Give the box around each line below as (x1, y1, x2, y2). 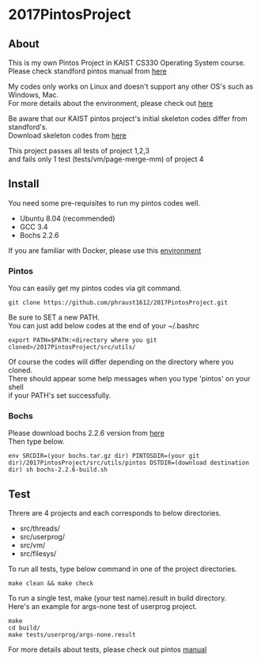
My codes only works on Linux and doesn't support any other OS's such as (8, 81, 254, 91)
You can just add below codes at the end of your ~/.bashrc (8, 321, 200, 331)
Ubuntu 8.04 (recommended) (19, 214, 116, 223)
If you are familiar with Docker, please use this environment (8, 245, 202, 255)
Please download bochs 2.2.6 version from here (8, 429, 165, 438)
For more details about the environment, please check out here (8, 99, 214, 108)
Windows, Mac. (8, 90, 59, 100)
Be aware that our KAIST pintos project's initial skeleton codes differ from (8, 114, 248, 123)
